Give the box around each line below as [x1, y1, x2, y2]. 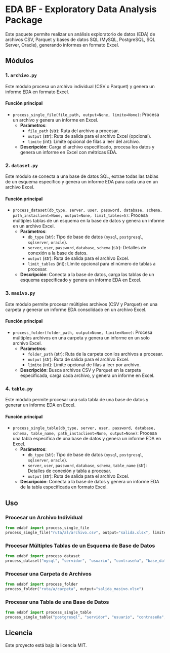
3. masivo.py [5, 290, 35, 297]
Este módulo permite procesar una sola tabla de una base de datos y [5, 397, 149, 403]
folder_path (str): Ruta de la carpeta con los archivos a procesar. [27, 351, 163, 357]
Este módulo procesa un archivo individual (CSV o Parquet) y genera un [5, 83, 155, 89]
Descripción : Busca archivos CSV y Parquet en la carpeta [20, 367, 141, 373]
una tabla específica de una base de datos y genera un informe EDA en [12, 436, 161, 442]
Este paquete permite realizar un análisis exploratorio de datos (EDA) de [5, 31, 155, 37]
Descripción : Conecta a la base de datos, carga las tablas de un [20, 272, 154, 278]
